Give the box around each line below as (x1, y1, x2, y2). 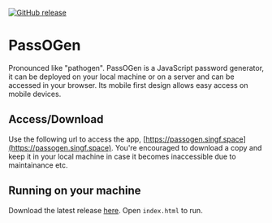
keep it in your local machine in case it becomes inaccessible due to (8, 151, 237, 161)
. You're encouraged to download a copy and (110, 142, 262, 152)
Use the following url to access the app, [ (8, 134, 146, 144)
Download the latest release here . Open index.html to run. (8, 205, 203, 215)
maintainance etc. (8, 160, 68, 170)
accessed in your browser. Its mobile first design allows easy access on (8, 80, 248, 90)
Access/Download (8, 112, 104, 126)
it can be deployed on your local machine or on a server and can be (8, 72, 235, 81)
